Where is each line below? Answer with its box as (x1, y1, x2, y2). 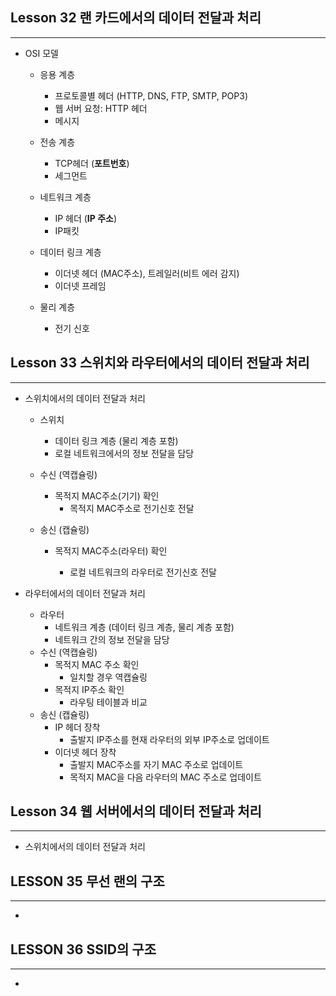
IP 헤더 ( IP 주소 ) (54, 212, 118, 224)
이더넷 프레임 (54, 279, 107, 292)
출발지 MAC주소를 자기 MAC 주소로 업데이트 (69, 758, 244, 770)
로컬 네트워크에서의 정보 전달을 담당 (54, 447, 195, 459)
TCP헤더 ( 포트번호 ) (54, 157, 130, 169)
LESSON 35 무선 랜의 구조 (10, 873, 165, 890)
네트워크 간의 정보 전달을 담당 (54, 633, 170, 645)
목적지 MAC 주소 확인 (54, 658, 140, 670)
